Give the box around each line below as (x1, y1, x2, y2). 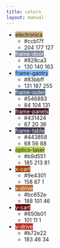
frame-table (14, 127, 45, 134)
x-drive (14, 184, 33, 191)
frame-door (14, 50, 44, 57)
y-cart (14, 203, 31, 211)
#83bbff (23, 76, 44, 83)
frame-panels (14, 108, 49, 115)
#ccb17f (23, 37, 44, 45)
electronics (14, 31, 43, 38)
